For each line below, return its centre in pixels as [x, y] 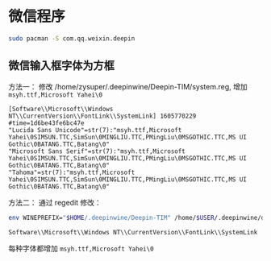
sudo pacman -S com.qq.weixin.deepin [72, 38]
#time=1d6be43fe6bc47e [46, 123]
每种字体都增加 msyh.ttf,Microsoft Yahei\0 [81, 248]
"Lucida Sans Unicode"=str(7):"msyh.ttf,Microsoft [95, 130]
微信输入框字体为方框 [61, 66]
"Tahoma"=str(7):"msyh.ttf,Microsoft [72, 172]
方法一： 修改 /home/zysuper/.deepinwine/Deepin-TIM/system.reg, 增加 [128, 86]
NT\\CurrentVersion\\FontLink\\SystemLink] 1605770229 [102, 116]
